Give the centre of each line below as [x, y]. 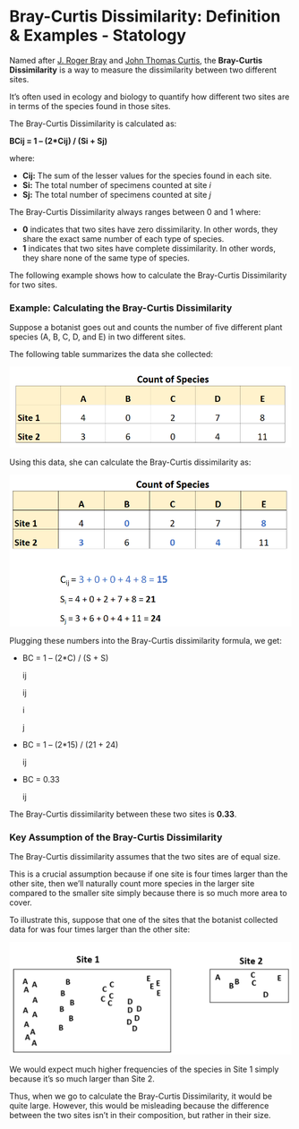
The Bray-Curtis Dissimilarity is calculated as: [93, 124]
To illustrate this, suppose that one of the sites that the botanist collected [144, 920]
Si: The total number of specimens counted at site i [117, 184]
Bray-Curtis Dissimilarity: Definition [145, 17]
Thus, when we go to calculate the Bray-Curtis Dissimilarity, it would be [141, 1096]
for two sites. [34, 285]
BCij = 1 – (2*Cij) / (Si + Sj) [58, 141]
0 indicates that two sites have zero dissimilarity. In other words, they [150, 229]
